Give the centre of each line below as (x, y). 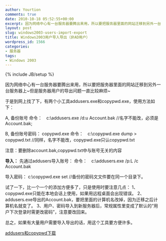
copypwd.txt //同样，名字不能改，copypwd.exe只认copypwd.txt (70, 140)
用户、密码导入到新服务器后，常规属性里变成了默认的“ (99, 206)
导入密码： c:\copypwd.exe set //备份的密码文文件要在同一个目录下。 (75, 177)
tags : (11, 56)
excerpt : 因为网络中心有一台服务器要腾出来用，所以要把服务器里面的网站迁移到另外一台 (83, 24)
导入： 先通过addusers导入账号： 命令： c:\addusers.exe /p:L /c (72, 161)
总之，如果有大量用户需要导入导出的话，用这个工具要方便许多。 (70, 223)
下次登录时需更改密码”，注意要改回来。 (49, 212)
